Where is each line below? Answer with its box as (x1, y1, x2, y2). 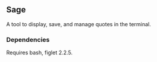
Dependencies (6, 35, 50, 44)
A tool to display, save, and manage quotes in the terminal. (6, 20, 152, 27)
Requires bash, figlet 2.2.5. (6, 49, 73, 56)
